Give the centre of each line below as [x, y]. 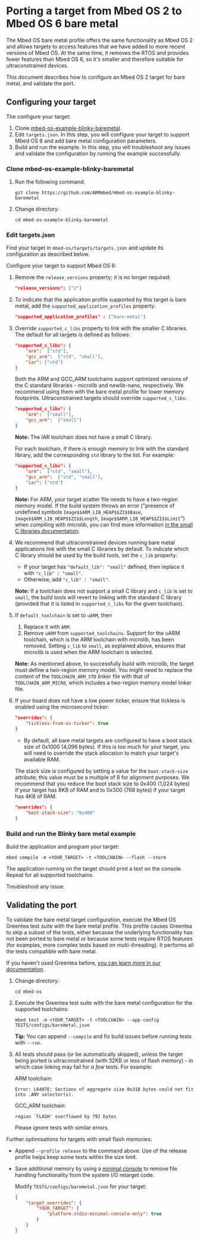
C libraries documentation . [47, 531]
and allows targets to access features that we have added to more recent [96, 47]
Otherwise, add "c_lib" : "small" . [67, 580]
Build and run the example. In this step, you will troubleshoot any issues [102, 147]
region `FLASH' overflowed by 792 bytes [65, 1116]
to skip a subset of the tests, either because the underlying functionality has [99, 932]
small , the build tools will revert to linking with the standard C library [98, 597]
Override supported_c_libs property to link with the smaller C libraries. [101, 329]
